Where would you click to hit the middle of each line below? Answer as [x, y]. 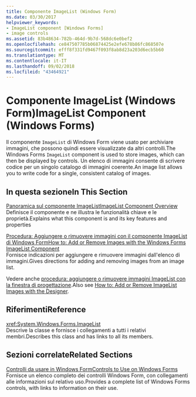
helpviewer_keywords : [33, 22]
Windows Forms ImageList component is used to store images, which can [95, 155]
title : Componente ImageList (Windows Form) [61, 11]
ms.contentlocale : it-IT [36, 61]
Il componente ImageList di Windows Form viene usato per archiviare [90, 142]
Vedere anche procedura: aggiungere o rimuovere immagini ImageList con [96, 279]
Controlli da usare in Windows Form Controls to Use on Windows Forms [92, 369]
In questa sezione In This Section [67, 192]
